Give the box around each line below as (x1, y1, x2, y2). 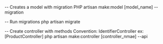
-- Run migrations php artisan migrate (4, 19, 81, 24)
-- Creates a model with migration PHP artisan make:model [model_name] (4, 4, 153, 10)
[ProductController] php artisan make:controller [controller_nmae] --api (4, 34, 148, 39)
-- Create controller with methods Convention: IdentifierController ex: (4, 28, 144, 34)
